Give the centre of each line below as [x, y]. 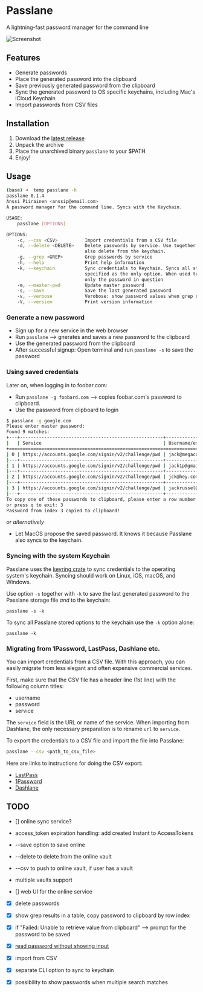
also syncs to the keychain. [49, 540]
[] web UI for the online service [53, 891]
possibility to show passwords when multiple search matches [91, 982]
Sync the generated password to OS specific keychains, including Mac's [105, 92]
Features [23, 58]
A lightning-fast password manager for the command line [78, 27]
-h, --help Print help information [81, 263]
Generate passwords [41, 72]
